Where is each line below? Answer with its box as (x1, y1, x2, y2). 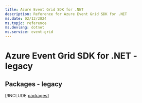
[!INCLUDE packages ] (5, 93, 49, 98)
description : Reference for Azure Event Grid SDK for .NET (5, 12, 127, 16)
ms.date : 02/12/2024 (5, 16, 47, 21)
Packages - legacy (5, 80, 62, 88)
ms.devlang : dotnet (5, 25, 45, 30)
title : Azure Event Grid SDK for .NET (5, 7, 84, 12)
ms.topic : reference (5, 20, 47, 26)
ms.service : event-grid (5, 29, 53, 34)
